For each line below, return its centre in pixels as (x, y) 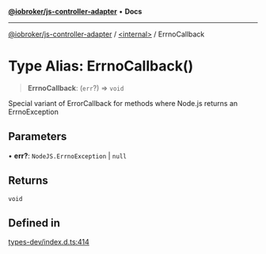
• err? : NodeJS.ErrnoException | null (67, 155)
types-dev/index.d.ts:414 (49, 242)
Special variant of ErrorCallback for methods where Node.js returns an (123, 103)
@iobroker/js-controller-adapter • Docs (75, 11)
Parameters (38, 136)
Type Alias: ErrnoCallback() (101, 66)
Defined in (34, 223)
